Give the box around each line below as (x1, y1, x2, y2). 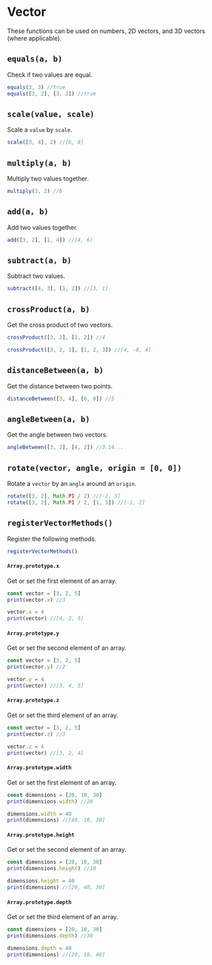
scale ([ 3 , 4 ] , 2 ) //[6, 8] (7, 139, 84, 146)
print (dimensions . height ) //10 (7, 865, 96, 872)
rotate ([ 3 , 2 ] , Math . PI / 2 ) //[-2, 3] (7, 493, 121, 500)
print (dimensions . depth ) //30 (7, 933, 94, 940)
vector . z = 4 (7, 743, 44, 750)
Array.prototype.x (7, 563, 59, 570)
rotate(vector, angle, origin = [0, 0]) (7, 463, 183, 473)
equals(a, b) (7, 54, 63, 64)
